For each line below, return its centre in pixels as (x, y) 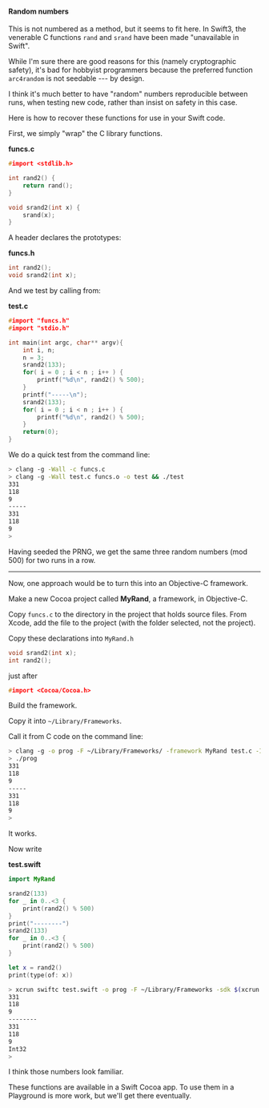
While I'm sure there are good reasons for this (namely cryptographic (122, 62)
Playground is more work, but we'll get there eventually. (100, 1096)
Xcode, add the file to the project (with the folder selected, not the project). (132, 622)
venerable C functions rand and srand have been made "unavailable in (124, 38)
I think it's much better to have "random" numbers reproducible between (128, 94)
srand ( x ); (39, 215)
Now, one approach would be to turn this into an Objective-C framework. (128, 583)
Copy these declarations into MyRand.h (71, 638)
